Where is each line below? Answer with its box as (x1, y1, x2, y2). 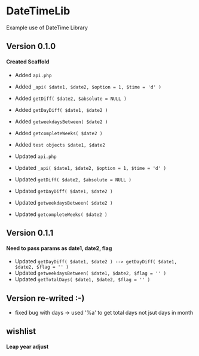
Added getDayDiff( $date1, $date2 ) (14, 106, 108, 113)
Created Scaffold (6, 58, 50, 65)
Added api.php (14, 71, 52, 78)
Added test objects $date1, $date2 (14, 141, 106, 148)
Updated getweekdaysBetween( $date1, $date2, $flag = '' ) (14, 269, 166, 276)
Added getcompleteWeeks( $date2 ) (14, 129, 103, 136)
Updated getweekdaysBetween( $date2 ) (14, 199, 113, 206)
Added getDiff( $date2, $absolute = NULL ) (14, 95, 127, 102)
